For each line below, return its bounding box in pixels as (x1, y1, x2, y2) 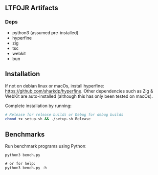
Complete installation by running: (5, 103, 72, 109)
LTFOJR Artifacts (5, 4, 59, 12)
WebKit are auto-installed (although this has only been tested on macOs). (5, 93, 153, 99)
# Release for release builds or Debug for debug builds (5, 112, 124, 117)
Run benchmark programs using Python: (5, 143, 87, 149)
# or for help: (5, 161, 36, 166)
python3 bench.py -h (5, 166, 47, 171)
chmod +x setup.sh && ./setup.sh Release (5, 117, 91, 122)
